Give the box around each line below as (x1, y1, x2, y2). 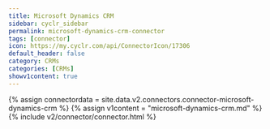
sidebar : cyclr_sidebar (8, 19, 89, 28)
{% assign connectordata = (8, 94, 100, 104)
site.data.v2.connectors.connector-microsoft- (101, 94, 255, 104)
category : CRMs (8, 58, 60, 66)
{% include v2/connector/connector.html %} (8, 111, 156, 122)
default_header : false (8, 49, 85, 58)
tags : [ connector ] (8, 34, 71, 43)
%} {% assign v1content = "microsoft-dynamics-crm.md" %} (58, 103, 263, 113)
